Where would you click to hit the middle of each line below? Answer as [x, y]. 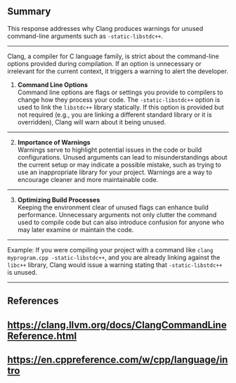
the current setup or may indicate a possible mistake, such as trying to [119, 164]
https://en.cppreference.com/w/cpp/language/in [118, 359]
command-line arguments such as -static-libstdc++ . [85, 36]
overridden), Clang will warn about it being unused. [92, 122]
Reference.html [42, 336]
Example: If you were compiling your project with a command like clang [110, 249]
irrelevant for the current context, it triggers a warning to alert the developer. [118, 71]
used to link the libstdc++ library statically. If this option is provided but [121, 107]
